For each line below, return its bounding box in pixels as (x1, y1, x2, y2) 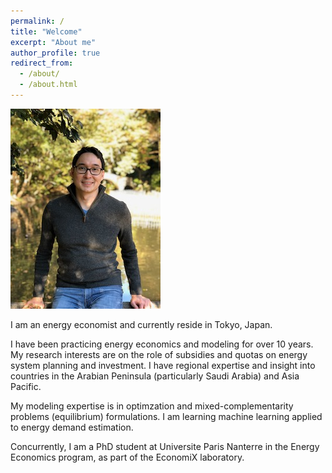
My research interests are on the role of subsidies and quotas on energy (10, 348, 308, 360)
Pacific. (10, 380, 42, 392)
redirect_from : (10, 58, 74, 69)
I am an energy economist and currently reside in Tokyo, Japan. (10, 318, 273, 330)
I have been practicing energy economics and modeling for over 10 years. (10, 338, 314, 350)
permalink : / (10, 16, 65, 26)
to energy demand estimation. (10, 421, 134, 433)
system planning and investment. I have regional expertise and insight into (10, 359, 316, 371)
